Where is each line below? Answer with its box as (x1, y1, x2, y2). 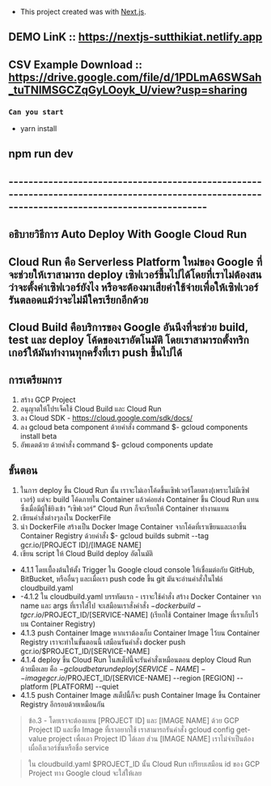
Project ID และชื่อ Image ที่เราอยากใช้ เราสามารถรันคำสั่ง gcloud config (28, 724, 235, 734)
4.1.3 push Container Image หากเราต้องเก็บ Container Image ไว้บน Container (19, 627, 260, 638)
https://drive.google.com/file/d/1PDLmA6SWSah (8, 70, 262, 84)
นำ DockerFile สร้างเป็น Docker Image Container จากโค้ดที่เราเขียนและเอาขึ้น (19, 521, 247, 531)
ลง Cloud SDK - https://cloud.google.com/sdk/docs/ (19, 413, 193, 423)
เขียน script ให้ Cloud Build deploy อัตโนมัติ (19, 548, 154, 558)
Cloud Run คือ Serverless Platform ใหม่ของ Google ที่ (8, 255, 263, 269)
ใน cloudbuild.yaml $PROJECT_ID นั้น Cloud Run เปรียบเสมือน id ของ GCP (28, 758, 260, 768)
